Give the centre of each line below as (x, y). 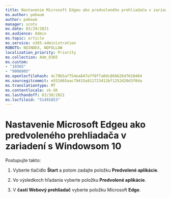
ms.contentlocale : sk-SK (32, 90)
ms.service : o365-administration (41, 43)
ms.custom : (17, 62)
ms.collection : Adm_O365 (32, 57)
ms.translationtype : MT (31, 85)
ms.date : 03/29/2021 (27, 29)
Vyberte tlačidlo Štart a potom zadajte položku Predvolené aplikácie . (85, 170)
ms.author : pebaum (25, 15)
